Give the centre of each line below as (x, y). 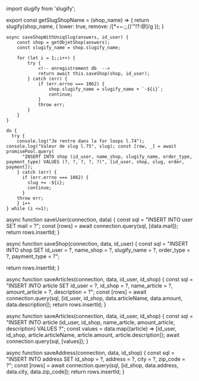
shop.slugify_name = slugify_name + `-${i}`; (106, 89)
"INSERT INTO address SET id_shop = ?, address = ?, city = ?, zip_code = (96, 359)
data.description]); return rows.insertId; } (56, 304)
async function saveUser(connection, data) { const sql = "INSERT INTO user (99, 220)
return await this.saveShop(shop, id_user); (94, 74)
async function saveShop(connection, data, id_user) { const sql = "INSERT (97, 244)
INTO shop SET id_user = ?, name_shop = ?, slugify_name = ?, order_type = (98, 250)
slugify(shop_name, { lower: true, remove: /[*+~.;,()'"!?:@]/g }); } (85, 26)
